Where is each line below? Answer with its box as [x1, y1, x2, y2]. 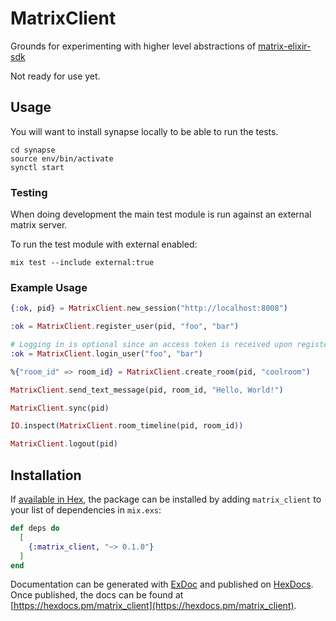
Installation [10, 467, 82, 484]
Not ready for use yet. [10, 70, 101, 82]
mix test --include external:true [10, 258, 155, 268]
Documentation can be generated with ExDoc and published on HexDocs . [10, 578, 314, 591]
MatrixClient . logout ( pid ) [10, 439, 118, 449]
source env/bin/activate [10, 153, 114, 164]
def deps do [10, 523, 60, 534]
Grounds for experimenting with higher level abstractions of [10, 40, 257, 52]
